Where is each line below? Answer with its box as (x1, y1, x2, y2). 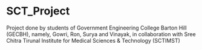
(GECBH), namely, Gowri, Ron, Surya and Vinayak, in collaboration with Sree (6, 30, 196, 37)
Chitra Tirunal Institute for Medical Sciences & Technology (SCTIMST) (6, 37, 180, 44)
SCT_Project (6, 4, 70, 18)
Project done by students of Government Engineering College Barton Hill (6, 24, 187, 31)
